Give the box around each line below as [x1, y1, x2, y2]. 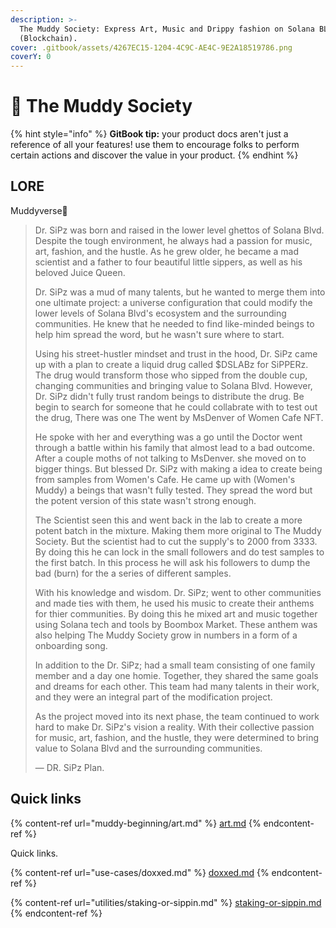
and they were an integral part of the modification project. [34, 691, 273, 703]
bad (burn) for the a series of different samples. [34, 567, 232, 579]
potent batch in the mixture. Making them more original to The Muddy [34, 524, 322, 536]
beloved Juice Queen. [34, 266, 126, 278]
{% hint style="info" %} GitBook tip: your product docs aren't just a [10, 128, 289, 140]
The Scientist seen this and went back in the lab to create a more [34, 514, 303, 526]
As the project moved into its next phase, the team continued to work [34, 710, 320, 722]
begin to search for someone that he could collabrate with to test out [34, 401, 318, 413]
